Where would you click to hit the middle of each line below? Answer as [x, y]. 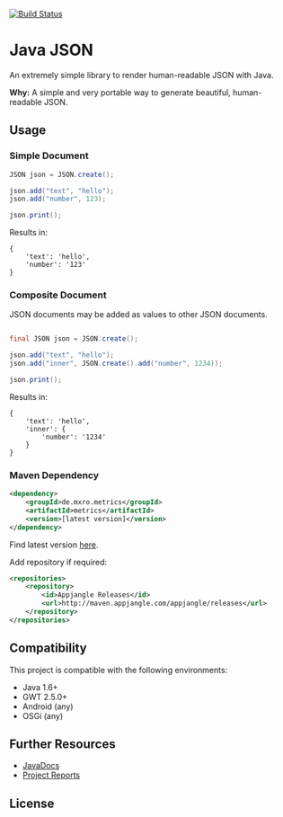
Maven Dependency [54, 475]
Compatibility [48, 648]
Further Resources [62, 745]
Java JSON [52, 50]
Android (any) [48, 706]
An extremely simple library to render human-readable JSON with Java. [141, 75]
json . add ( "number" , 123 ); [57, 199]
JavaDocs [41, 766]
